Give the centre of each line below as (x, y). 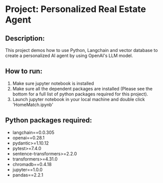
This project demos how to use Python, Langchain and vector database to (81, 50)
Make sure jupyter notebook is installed (53, 83)
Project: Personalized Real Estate (76, 9)
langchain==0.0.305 (33, 132)
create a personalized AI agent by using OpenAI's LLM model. (69, 55)
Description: (25, 38)
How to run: (24, 71)
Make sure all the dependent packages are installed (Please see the (83, 88)
